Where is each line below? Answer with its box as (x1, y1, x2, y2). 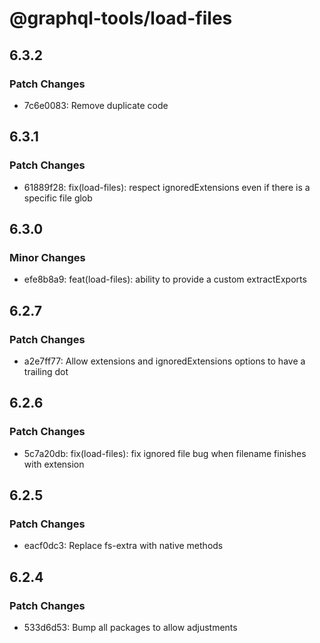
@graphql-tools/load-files (9, 7, 233, 30)
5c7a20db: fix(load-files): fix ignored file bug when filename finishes (23, 447, 307, 459)
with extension (23, 458, 85, 470)
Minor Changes (9, 250, 86, 264)
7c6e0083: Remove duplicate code (23, 99, 169, 111)
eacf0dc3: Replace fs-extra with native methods (23, 540, 224, 552)
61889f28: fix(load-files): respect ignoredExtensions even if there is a (23, 181, 311, 193)
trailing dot (23, 365, 69, 377)
